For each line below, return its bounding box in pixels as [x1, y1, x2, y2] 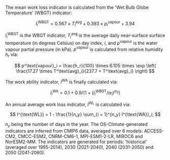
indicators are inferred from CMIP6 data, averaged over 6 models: [5, 127, 143, 134]
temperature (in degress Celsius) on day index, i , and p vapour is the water [5, 39, 158, 46]
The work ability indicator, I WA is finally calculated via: [5, 78, 118, 85]
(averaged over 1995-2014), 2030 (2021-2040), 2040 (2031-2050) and [5, 144, 154, 150]
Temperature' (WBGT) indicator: [5, 10, 73, 16]
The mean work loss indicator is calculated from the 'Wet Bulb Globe [5, 5, 149, 10]
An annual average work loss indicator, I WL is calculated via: [5, 100, 131, 108]
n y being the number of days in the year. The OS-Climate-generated [5, 121, 148, 128]
